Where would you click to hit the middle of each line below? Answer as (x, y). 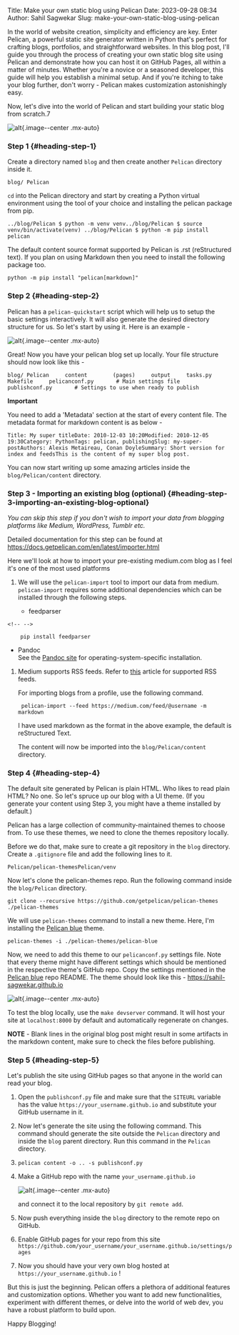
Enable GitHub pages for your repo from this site (89, 1239)
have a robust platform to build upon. (62, 1310)
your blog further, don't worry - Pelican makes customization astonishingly (117, 85)
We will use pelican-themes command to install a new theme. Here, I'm (111, 921)
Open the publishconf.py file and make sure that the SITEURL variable (119, 1097)
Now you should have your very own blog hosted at (93, 1266)
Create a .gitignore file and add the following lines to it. (90, 854)
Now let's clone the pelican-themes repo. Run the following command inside (119, 881)
